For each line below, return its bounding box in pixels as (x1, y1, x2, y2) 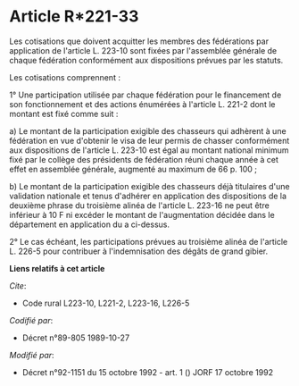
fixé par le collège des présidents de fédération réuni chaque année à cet (9, 154, 279, 164)
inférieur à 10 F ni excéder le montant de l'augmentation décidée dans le (9, 209, 275, 220)
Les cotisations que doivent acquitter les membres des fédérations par (9, 36, 270, 46)
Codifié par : (9, 315, 54, 325)
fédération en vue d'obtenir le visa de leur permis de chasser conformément (9, 135, 290, 146)
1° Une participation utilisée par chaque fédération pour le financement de (9, 89, 282, 100)
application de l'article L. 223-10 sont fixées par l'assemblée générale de (9, 45, 278, 55)
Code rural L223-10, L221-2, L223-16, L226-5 (21, 298, 190, 308)
